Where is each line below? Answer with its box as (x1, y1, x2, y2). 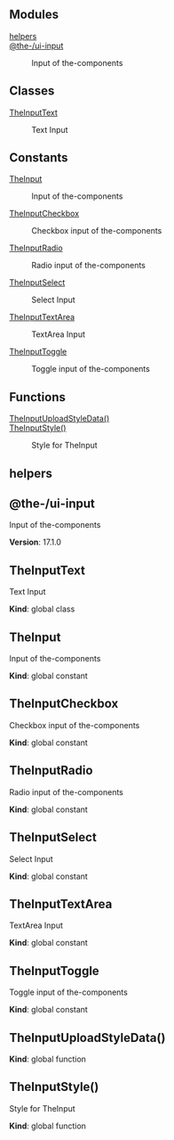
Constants (9, 151, 68, 166)
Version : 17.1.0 (9, 537, 62, 547)
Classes (9, 84, 55, 99)
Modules (9, 7, 59, 22)
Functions (9, 390, 67, 405)
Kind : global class (9, 603, 75, 614)
